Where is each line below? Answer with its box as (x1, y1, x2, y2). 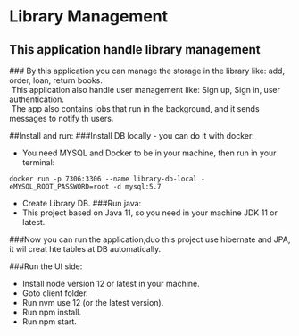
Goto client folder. (21, 288, 88, 298)
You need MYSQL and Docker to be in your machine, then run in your (21, 147, 277, 158)
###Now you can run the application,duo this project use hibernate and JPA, (9, 234, 291, 245)
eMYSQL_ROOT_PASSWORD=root (9, 182, 110, 191)
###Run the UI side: (9, 261, 83, 272)
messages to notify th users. (9, 113, 114, 123)
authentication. (9, 94, 65, 105)
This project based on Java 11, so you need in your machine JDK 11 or (21, 207, 278, 218)
